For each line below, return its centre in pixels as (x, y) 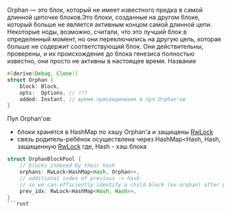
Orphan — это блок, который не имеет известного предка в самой (105, 10)
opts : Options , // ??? (54, 93)
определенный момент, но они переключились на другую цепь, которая (114, 39)
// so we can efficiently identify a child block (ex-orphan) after (120, 185)
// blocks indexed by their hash (67, 166)
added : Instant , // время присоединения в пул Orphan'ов (103, 99)
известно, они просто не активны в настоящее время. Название (102, 61)
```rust (18, 204)
